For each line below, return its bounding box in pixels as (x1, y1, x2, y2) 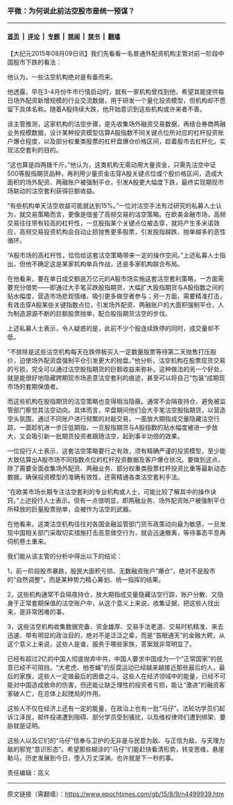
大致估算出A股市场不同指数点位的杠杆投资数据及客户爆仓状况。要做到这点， (7, 455, 224, 463)
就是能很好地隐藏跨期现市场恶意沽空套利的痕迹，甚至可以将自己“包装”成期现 (7, 374, 225, 382)
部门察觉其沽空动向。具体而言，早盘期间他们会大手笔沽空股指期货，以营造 (12, 406, 226, 414)
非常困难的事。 (25, 607, 68, 616)
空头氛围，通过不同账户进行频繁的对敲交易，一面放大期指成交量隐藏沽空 (7, 414, 214, 422)
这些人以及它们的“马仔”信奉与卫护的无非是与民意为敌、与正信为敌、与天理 (7, 736, 220, 744)
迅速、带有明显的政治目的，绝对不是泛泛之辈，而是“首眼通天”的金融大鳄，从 (7, 631, 225, 639)
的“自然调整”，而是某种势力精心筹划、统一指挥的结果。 (7, 575, 165, 584)
